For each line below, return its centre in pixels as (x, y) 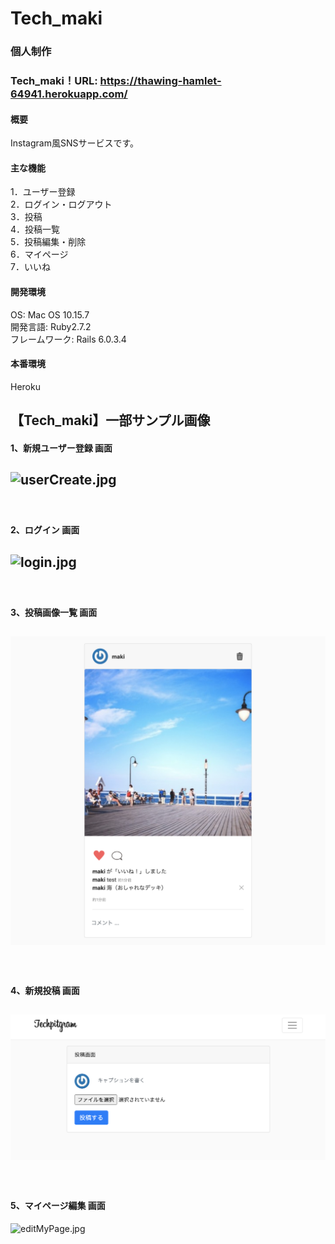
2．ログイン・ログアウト (61, 204)
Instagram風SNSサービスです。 (75, 143)
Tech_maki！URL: (54, 81)
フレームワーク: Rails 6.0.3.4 (68, 339)
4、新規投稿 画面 (45, 990)
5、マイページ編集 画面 (58, 1205)
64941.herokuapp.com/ (69, 94)
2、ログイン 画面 (45, 530)
